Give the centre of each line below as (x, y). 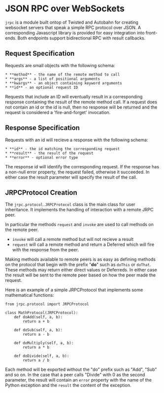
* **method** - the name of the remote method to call (63, 75)
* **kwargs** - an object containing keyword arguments (64, 83)
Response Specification (43, 128)
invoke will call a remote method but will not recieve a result (73, 239)
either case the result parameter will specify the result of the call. (71, 177)
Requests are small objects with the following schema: (60, 65)
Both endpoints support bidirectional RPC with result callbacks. (82, 38)
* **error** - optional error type (42, 157)
